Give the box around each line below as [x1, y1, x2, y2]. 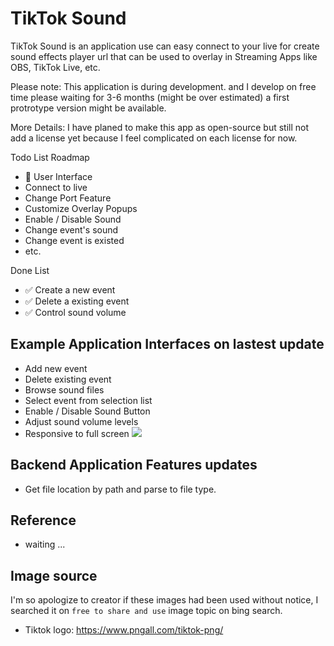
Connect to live [24, 181, 88, 193]
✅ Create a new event [24, 283, 116, 296]
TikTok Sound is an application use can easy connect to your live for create [10, 40, 320, 52]
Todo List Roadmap [10, 151, 90, 163]
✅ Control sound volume [24, 306, 127, 318]
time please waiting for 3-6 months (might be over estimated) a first [10, 91, 290, 103]
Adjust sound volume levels [24, 415, 139, 427]
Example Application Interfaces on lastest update [10, 336, 325, 353]
